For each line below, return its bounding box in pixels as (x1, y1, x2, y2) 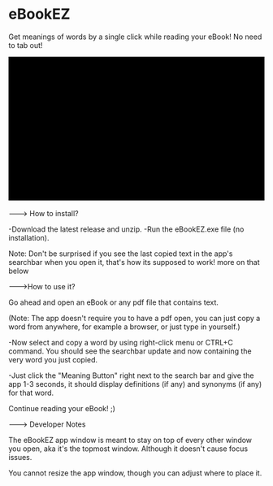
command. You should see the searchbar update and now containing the (8, 346, 252, 356)
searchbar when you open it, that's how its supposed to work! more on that (8, 258, 260, 267)
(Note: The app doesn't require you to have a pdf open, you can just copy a (8, 314, 261, 323)
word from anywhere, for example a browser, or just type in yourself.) (8, 322, 240, 332)
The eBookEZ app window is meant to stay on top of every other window (8, 436, 253, 445)
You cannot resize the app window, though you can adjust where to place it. (8, 468, 262, 478)
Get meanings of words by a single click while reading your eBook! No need (8, 32, 262, 41)
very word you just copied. (8, 355, 98, 365)
